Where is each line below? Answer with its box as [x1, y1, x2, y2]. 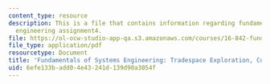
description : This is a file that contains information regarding [8, 19, 235, 27]
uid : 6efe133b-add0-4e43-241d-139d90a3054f [8, 64, 157, 72]
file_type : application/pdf [8, 42, 103, 50]
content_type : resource [8, 11, 88, 20]
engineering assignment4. [15, 26, 103, 34]
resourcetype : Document [8, 49, 88, 57]
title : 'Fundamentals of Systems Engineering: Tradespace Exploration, [8, 57, 253, 65]
